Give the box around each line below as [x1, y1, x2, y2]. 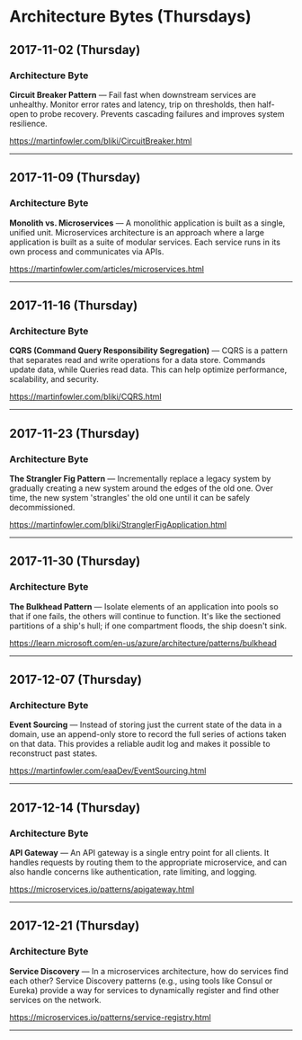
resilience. [9, 118, 48, 129]
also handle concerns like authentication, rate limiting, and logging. [9, 867, 258, 877]
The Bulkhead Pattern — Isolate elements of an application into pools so [9, 600, 279, 612]
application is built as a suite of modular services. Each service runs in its [9, 236, 281, 247]
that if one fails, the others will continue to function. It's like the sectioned [9, 610, 281, 621]
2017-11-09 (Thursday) [9, 170, 141, 185]
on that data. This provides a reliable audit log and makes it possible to [9, 739, 271, 750]
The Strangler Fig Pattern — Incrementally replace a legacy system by [9, 473, 271, 484]
